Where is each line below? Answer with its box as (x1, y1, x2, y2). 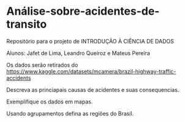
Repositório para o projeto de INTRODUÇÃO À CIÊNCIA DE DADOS (6, 37, 174, 45)
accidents (6, 74, 32, 81)
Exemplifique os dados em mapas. (6, 98, 93, 105)
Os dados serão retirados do (6, 61, 78, 69)
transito (6, 17, 47, 31)
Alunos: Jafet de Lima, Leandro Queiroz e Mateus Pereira (6, 49, 151, 56)
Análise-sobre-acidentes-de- (6, 4, 160, 18)
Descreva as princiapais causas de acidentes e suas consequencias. (6, 86, 180, 93)
